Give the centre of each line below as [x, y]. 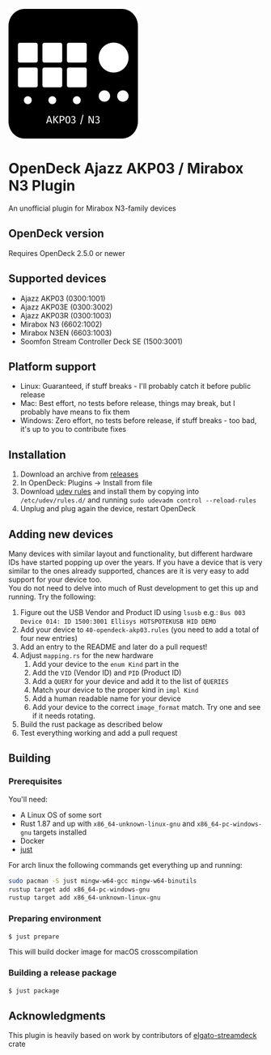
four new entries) [49, 638]
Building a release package [63, 973]
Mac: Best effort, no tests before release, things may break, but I [127, 404]
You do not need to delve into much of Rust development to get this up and [133, 588]
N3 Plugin [42, 186]
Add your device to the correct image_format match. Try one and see [146, 707]
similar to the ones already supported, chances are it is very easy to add [129, 571]
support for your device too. [55, 579]
